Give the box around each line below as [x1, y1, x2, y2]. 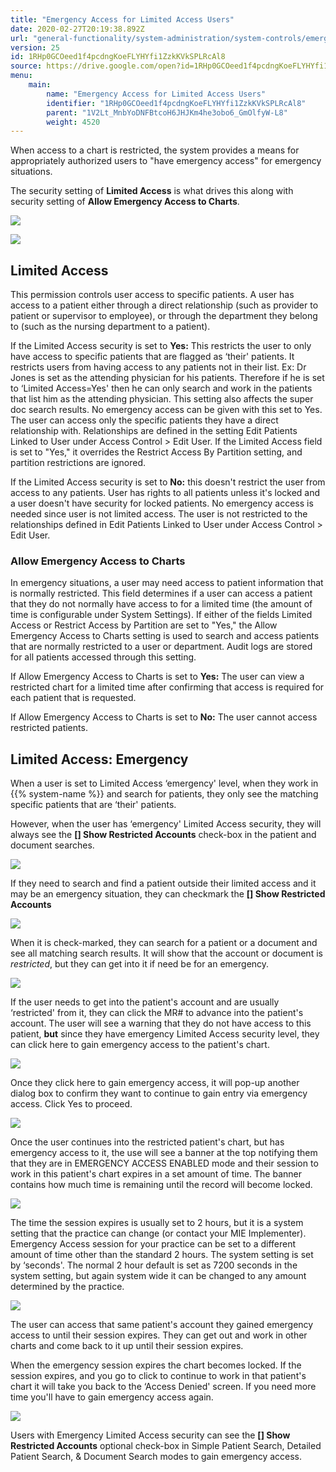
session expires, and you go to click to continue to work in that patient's [10, 1370, 307, 1382]
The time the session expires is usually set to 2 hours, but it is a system [10, 1217, 304, 1229]
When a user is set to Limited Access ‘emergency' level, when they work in [10, 777, 319, 790]
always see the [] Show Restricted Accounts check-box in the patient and [10, 829, 317, 841]
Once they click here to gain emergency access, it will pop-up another [10, 1077, 300, 1089]
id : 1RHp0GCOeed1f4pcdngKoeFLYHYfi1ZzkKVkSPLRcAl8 [10, 52, 226, 62]
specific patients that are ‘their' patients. [10, 799, 177, 811]
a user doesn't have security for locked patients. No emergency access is [10, 497, 314, 510]
